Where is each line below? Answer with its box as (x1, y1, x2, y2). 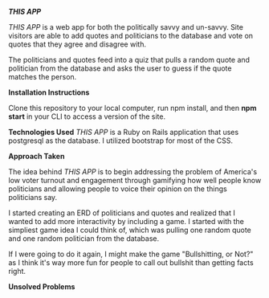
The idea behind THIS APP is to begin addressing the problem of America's (8, 167, 258, 176)
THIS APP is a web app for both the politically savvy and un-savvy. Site (8, 22, 243, 31)
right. (8, 267, 26, 276)
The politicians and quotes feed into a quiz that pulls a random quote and (8, 55, 251, 64)
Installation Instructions (8, 88, 90, 97)
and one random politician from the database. (8, 234, 160, 243)
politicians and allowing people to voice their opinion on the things (8, 184, 227, 194)
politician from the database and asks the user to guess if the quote (8, 63, 232, 73)
